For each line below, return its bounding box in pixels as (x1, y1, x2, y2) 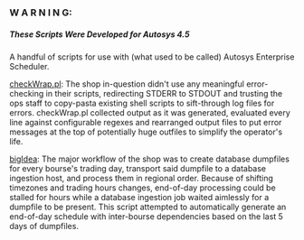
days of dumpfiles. (9, 220, 80, 231)
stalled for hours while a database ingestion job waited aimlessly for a (9, 191, 270, 202)
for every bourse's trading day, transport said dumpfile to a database (9, 162, 267, 173)
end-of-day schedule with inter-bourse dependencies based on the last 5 (9, 210, 283, 222)
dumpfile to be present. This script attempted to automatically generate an (9, 201, 287, 212)
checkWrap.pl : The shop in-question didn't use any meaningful (9, 78, 244, 89)
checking (9, 88, 44, 98)
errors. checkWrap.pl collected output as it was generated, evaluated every (9, 106, 291, 118)
